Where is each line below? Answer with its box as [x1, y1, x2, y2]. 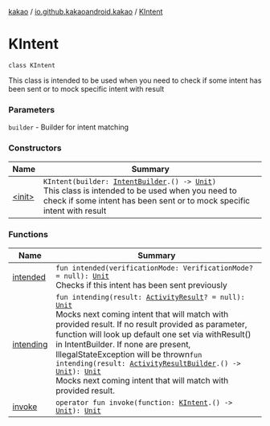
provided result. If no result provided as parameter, [55, 318, 247, 330]
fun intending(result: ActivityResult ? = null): [55, 293, 245, 301]
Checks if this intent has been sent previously [55, 279, 227, 290]
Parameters [8, 104, 55, 115]
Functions [8, 229, 48, 240]
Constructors [8, 142, 62, 154]
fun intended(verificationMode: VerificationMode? [55, 263, 253, 272]
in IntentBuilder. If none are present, [55, 338, 191, 350]
